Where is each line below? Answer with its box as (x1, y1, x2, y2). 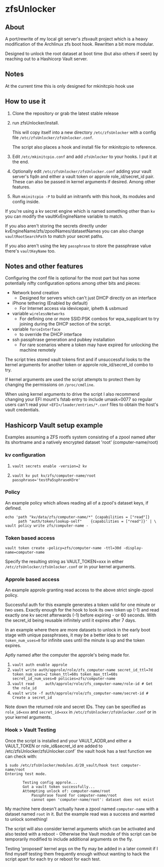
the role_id (12, 686, 37, 691)
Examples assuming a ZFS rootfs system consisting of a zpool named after (5, 434, 156, 440)
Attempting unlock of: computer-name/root (23, 789, 111, 793)
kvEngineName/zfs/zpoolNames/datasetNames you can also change (5, 228, 144, 234)
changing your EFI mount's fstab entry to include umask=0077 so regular (5, 396, 153, 403)
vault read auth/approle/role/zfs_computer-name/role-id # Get (12, 682, 153, 687)
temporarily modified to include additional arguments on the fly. (5, 836, 133, 842)
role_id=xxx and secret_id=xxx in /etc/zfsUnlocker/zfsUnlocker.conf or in (5, 709, 157, 715)
